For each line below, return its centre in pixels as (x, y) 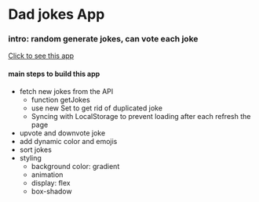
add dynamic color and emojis (68, 141)
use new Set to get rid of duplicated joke (97, 108)
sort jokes (36, 150)
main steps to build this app (54, 74)
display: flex (51, 182)
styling (30, 157)
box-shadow (51, 191)
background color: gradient (75, 166)
